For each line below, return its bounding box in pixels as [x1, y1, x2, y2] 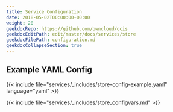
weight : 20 [6, 20, 34, 26]
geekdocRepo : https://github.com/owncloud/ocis [6, 25, 128, 32]
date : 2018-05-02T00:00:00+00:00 [6, 14, 90, 20]
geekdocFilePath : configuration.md [6, 37, 96, 43]
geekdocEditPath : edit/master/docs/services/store [6, 31, 136, 37]
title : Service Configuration [6, 8, 83, 15]
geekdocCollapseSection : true [6, 43, 83, 49]
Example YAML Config [6, 64, 92, 75]
